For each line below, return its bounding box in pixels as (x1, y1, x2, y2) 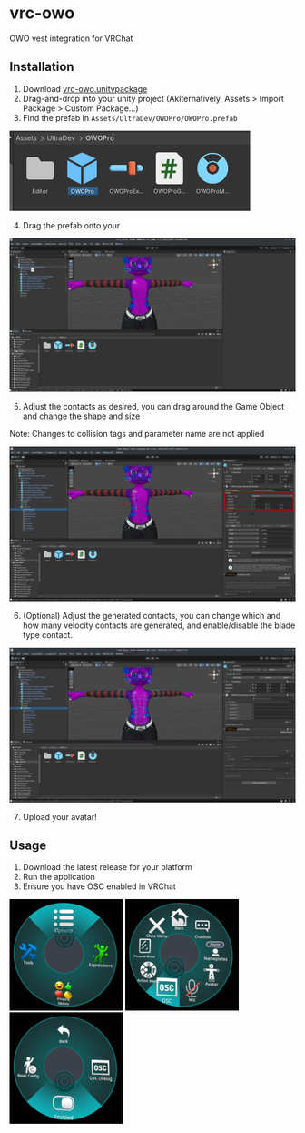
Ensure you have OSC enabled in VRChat (22, 881, 177, 892)
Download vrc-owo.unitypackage (22, 83, 148, 94)
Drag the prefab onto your (22, 219, 121, 230)
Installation (9, 59, 74, 75)
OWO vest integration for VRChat (9, 33, 133, 44)
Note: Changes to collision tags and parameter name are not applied (9, 429, 265, 440)
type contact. (22, 629, 73, 640)
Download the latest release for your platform (22, 862, 192, 873)
